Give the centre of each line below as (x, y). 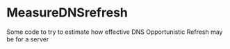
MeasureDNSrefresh (67, 13)
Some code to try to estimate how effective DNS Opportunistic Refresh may (115, 32)
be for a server (28, 39)
